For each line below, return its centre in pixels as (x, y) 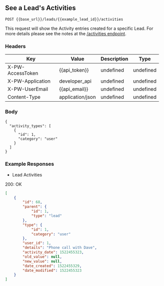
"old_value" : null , (42, 257)
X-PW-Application (29, 81)
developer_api (75, 81)
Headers (15, 46)
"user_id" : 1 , (37, 243)
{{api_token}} (74, 70)
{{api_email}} (74, 89)
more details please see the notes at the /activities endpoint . (66, 33)
